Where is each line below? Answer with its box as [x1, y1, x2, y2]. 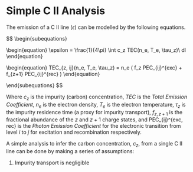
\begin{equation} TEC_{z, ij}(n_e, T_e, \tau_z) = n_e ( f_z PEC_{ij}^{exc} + [6, 64, 182, 71]
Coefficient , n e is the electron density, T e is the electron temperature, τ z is [6, 101, 186, 110]
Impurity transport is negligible [14, 159, 90, 166]
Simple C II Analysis [6, 4, 105, 18]
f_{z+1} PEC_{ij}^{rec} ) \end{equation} [6, 70, 100, 77]
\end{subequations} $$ [6, 81, 63, 89]
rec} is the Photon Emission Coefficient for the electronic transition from [6, 123, 181, 130]
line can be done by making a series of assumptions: [6, 148, 135, 155]
